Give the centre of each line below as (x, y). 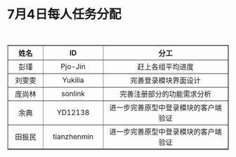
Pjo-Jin (73, 66)
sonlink (73, 93)
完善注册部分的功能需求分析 (166, 94)
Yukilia (73, 80)
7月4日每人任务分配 (64, 14)
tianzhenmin (73, 136)
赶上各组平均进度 (166, 67)
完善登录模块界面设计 (166, 80)
